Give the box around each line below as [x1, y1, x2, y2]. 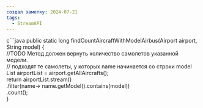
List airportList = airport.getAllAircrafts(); [6, 70, 109, 77]
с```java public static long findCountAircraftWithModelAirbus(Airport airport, [6, 37, 197, 45]
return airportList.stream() [6, 76, 72, 83]
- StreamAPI [12, 20, 43, 26]
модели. [6, 56, 29, 64]
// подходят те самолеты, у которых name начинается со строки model [6, 63, 192, 70]
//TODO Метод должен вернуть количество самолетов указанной [6, 50, 179, 57]
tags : [6, 15, 20, 21]
